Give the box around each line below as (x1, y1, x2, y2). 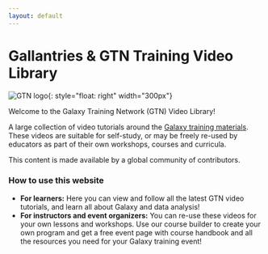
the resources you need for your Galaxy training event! (19, 236, 202, 246)
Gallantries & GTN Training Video (8, 46, 234, 65)
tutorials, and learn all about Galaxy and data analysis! (19, 201, 200, 211)
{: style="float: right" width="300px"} (48, 91, 173, 100)
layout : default (8, 11, 63, 20)
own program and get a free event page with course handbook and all (19, 227, 253, 237)
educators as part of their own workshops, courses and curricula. (8, 139, 227, 149)
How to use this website (8, 175, 105, 186)
